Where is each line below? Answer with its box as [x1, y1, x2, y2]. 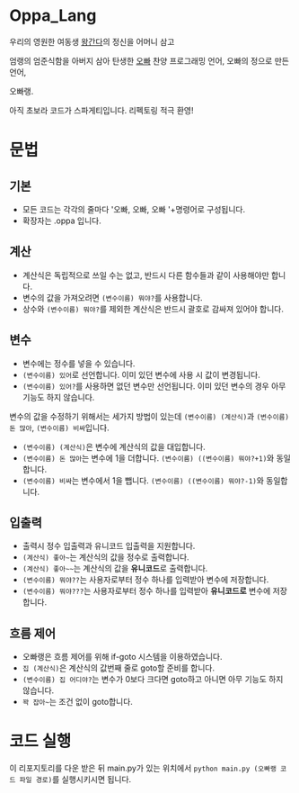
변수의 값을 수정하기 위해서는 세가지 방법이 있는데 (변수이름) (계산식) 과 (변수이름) [9, 410, 290, 421]
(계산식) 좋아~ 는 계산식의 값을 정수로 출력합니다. [22, 552, 190, 563]
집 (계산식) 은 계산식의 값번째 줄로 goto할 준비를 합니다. [22, 662, 215, 673]
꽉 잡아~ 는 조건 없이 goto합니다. [22, 697, 133, 707]
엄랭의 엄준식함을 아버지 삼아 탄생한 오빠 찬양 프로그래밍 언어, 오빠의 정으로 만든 [9, 55, 290, 66]
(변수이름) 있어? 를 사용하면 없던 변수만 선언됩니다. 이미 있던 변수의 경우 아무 [22, 380, 286, 392]
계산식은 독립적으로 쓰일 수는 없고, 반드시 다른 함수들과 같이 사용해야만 [22, 269, 269, 280]
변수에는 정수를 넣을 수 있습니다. [22, 357, 136, 369]
